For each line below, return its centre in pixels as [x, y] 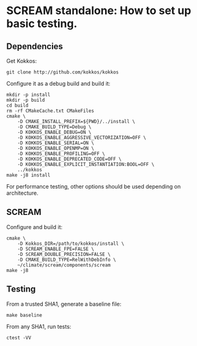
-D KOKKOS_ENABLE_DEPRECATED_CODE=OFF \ [69, 159]
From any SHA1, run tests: [39, 326]
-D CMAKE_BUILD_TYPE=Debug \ [54, 127]
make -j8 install [28, 175]
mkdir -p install [28, 95]
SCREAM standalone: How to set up [99, 11]
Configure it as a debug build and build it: [58, 84]
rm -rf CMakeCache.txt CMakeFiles [50, 111]
